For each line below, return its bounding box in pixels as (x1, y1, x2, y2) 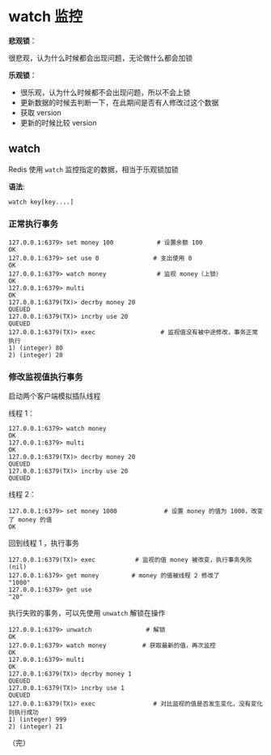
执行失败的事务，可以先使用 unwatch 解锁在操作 (8, 608, 166, 618)
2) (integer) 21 (8, 723, 63, 731)
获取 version (19, 107, 62, 118)
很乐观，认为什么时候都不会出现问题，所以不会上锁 (19, 87, 191, 97)
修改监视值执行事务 (8, 371, 83, 382)
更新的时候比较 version (19, 118, 97, 127)
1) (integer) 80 (8, 344, 63, 353)
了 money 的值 (8, 516, 53, 524)
